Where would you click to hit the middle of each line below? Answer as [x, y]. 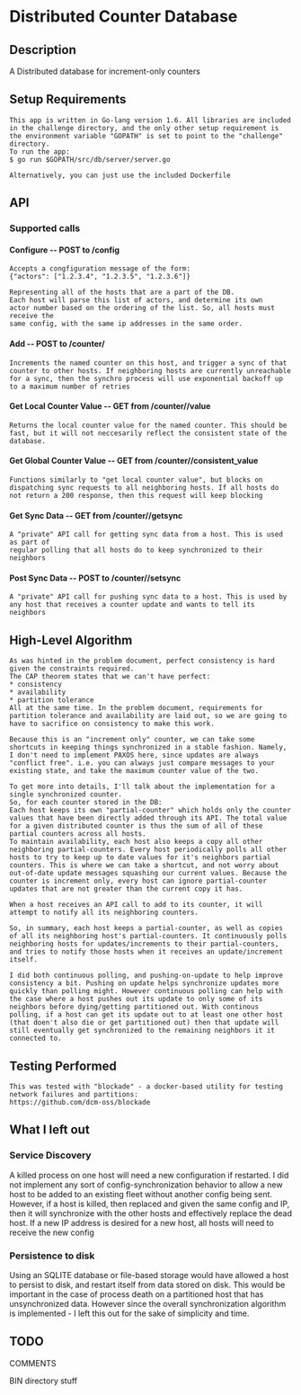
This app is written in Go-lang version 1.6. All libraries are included [150, 120]
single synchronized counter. [66, 795]
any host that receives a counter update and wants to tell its [132, 605]
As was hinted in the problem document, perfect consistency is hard [142, 661]
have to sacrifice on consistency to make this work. [112, 724]
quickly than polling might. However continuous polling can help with [146, 991]
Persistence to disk [52, 1256]
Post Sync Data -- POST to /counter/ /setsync [95, 578]
